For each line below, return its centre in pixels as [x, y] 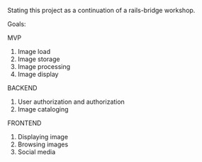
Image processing [44, 66]
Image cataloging [43, 109]
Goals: [17, 24]
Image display [38, 74]
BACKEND [22, 88]
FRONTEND [24, 123]
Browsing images [43, 144]
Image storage [39, 59]
